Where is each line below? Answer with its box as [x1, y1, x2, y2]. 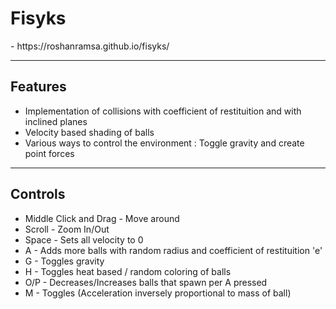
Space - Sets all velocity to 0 [24, 233, 144, 246]
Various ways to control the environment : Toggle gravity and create [24, 137, 305, 149]
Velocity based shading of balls [24, 126, 155, 138]
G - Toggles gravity [24, 255, 105, 267]
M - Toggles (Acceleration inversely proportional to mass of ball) [24, 287, 292, 299]
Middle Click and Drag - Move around [24, 212, 180, 224]
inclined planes [24, 115, 88, 127]
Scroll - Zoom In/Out [24, 223, 110, 235]
